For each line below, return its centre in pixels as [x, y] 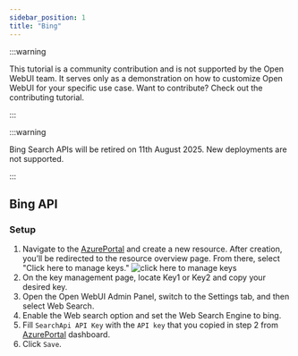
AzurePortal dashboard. [66, 335]
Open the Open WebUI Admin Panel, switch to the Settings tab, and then [156, 297]
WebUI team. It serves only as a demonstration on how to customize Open [146, 78]
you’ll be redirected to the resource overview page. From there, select [151, 259]
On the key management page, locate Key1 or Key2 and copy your [144, 277]
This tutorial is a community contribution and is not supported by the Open [147, 69]
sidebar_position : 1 [48, 17]
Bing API [34, 203]
